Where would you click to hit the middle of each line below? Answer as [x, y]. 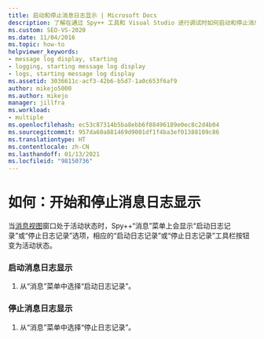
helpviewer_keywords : [44, 52]
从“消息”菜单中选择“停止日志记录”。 [77, 327]
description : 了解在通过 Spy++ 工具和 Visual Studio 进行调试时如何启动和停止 [128, 23]
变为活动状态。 [32, 246]
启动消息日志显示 [40, 268]
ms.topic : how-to [37, 45]
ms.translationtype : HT [47, 139]
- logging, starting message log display [77, 67]
